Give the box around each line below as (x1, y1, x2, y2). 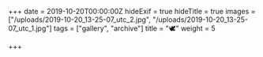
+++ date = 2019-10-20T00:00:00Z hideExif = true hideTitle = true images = (8, 7, 256, 16)
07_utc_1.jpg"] (8, 23, 53, 33)
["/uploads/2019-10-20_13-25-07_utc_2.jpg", (8, 15, 152, 24)
